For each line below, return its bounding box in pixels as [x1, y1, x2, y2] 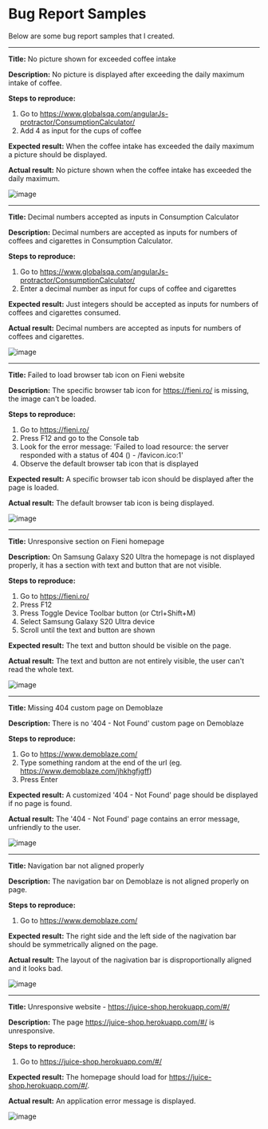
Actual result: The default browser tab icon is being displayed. [8, 498, 215, 507]
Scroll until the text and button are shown [19, 625, 156, 635]
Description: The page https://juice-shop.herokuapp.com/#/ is [8, 1017, 215, 1027]
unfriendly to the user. [8, 822, 81, 832]
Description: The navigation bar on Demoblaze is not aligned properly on [8, 876, 250, 886]
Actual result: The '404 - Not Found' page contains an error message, [8, 814, 240, 824]
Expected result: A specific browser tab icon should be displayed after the [8, 474, 254, 483]
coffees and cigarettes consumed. [8, 308, 121, 317]
